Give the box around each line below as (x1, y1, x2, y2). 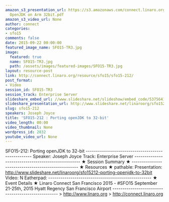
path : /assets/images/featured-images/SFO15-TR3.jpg (10, 64, 123, 69)
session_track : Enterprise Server (5, 92, 78, 97)
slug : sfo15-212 (5, 106, 39, 111)
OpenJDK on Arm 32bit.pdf (10, 12, 64, 17)
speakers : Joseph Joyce (5, 111, 55, 116)
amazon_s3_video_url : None (5, 17, 62, 22)
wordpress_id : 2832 (5, 129, 46, 134)
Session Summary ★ (87, 159, 131, 165)
